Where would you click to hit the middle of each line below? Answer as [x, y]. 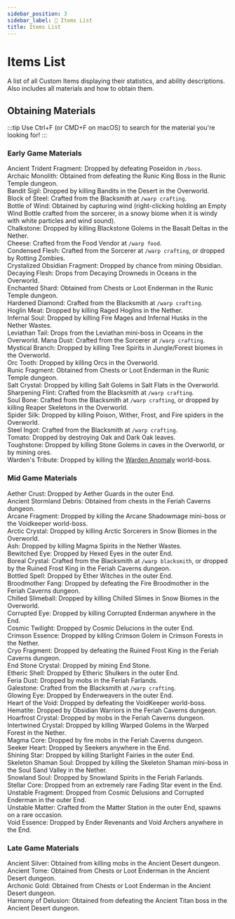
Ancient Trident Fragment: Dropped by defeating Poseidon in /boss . [105, 169]
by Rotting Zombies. [36, 258]
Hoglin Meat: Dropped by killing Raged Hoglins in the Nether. [95, 311]
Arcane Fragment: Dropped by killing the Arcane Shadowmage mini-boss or [117, 516]
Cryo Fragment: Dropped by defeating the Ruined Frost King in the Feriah [113, 650]
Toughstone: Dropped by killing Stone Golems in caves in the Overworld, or [116, 445]
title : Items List [34, 27]
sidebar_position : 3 [38, 14]
